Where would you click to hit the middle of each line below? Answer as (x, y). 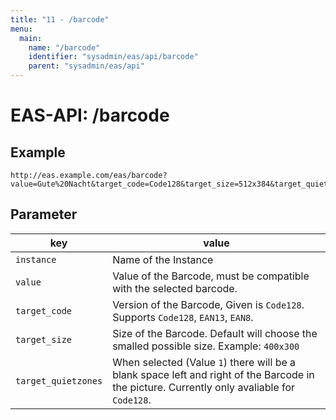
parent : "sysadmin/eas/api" (86, 66)
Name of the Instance (163, 259)
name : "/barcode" (64, 47)
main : (31, 38)
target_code (44, 310)
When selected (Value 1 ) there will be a (204, 362)
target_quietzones (59, 380)
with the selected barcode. (175, 288)
